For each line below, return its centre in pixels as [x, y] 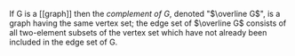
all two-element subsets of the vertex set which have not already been [138, 32]
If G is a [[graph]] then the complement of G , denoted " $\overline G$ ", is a [145, 14]
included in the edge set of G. [64, 42]
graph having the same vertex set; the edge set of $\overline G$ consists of [148, 23]
